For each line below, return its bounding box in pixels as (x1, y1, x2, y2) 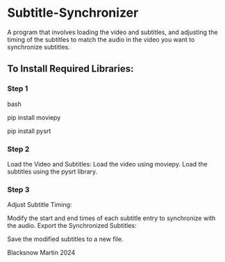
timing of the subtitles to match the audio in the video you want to (7, 35, 195, 43)
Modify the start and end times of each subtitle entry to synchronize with (7, 214, 216, 222)
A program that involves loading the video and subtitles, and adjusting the (7, 28, 218, 36)
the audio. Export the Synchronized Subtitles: (7, 222, 137, 230)
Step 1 (7, 84, 28, 93)
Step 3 (7, 185, 30, 194)
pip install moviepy (7, 113, 61, 121)
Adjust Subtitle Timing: (7, 201, 72, 209)
